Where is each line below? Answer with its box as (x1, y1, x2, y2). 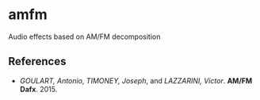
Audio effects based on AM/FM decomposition (8, 32, 161, 41)
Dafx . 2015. (19, 84, 58, 94)
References (8, 55, 67, 68)
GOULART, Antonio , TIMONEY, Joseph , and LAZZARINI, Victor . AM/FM (19, 75, 253, 85)
